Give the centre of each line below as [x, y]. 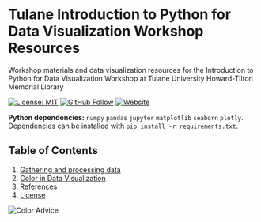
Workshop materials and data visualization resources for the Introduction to [131, 70]
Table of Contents [53, 151]
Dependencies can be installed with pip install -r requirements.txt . [123, 126]
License [32, 194]
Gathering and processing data [70, 169]
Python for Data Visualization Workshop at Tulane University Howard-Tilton [130, 78]
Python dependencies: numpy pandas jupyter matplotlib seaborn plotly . [126, 117]
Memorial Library [36, 87]
